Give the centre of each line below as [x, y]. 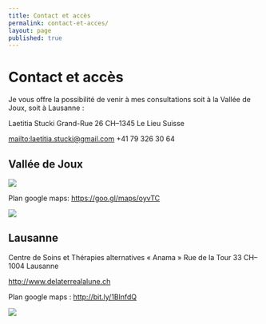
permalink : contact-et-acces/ [59, 23]
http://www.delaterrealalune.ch [60, 281]
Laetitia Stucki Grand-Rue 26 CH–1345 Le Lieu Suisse [97, 124]
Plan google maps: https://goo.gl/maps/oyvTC [84, 198]
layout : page [30, 30]
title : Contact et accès [50, 16]
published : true [35, 38]
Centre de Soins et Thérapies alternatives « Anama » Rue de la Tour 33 [125, 257]
